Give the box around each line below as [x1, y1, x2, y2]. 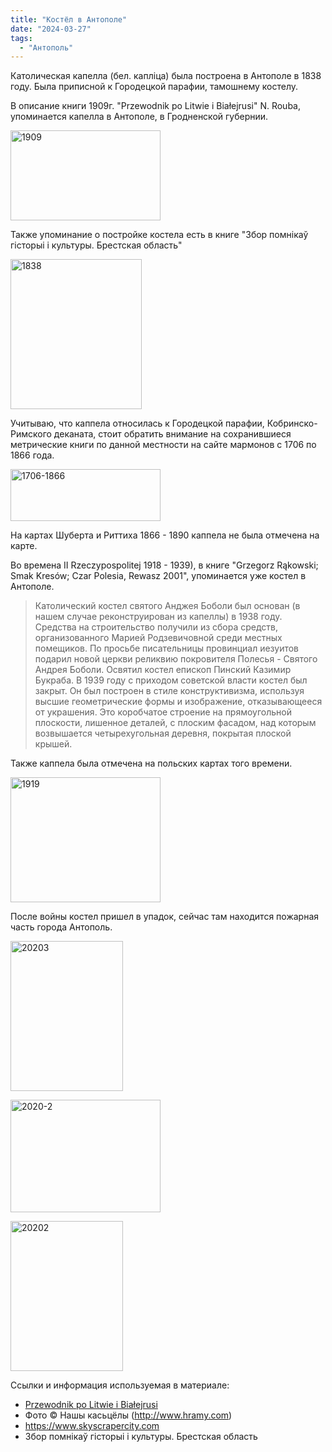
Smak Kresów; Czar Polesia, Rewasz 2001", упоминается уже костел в [10, 570, 307, 582]
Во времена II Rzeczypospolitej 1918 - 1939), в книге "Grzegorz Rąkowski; [10, 559, 319, 571]
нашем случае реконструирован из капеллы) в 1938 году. [34, 611, 283, 623]
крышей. [34, 738, 73, 750]
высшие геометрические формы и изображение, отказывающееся [34, 696, 323, 708]
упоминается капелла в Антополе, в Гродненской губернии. [10, 111, 269, 123]
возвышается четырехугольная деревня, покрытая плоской [34, 727, 292, 740]
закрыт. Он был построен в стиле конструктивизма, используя [34, 685, 305, 697]
